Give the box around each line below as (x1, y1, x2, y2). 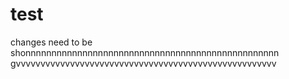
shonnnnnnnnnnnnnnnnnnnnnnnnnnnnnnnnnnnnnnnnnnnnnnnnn (10, 46, 280, 58)
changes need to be (10, 36, 93, 48)
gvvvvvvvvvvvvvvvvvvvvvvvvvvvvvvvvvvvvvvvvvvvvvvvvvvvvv (10, 57, 277, 69)
